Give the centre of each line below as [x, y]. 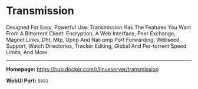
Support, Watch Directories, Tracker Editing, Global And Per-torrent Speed [96, 46]
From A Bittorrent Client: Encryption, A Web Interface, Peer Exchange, [91, 33]
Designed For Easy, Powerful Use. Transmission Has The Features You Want [99, 27]
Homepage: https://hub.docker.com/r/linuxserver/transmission [82, 69]
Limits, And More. [27, 52]
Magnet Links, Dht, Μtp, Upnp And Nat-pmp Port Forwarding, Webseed [93, 39]
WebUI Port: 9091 [27, 80]
